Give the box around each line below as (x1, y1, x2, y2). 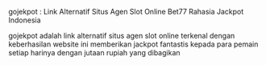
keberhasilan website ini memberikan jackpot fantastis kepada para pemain (8, 39, 259, 49)
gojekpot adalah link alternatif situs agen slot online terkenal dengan (8, 31, 235, 40)
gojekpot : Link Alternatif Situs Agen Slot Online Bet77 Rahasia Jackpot (8, 7, 244, 16)
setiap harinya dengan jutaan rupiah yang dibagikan (8, 48, 181, 57)
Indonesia (8, 15, 42, 25)
